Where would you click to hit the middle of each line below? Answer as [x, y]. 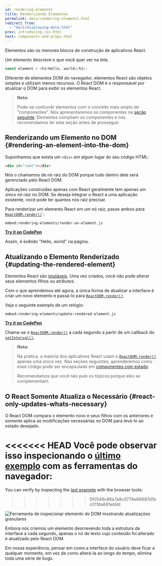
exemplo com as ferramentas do [72, 466]
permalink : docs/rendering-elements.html [48, 18]
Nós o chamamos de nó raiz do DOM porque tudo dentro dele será [72, 175]
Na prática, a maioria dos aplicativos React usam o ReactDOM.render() [87, 356]
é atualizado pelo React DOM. [35, 539]
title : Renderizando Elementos [37, 14]
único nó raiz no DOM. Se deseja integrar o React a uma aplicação [71, 195]
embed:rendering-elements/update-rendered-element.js [61, 314]
